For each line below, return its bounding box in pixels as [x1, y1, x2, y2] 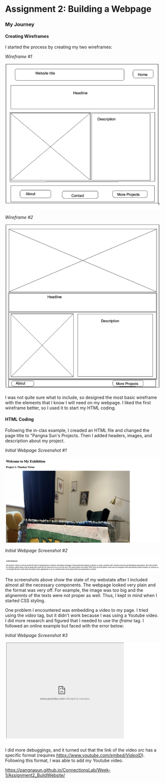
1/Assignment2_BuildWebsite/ [5, 772, 65, 778]
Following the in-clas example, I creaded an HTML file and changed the [5, 427, 150, 433]
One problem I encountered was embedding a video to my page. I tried [5, 607, 148, 613]
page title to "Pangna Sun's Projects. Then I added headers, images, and [5, 432, 152, 438]
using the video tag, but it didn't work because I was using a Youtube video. [5, 612, 159, 618]
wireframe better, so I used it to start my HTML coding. [5, 405, 116, 411]
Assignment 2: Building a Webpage [5, 3, 152, 15]
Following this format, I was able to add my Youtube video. [5, 757, 124, 763]
